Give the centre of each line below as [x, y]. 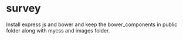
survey [23, 8]
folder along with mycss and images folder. [58, 30]
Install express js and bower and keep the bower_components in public [92, 24]
